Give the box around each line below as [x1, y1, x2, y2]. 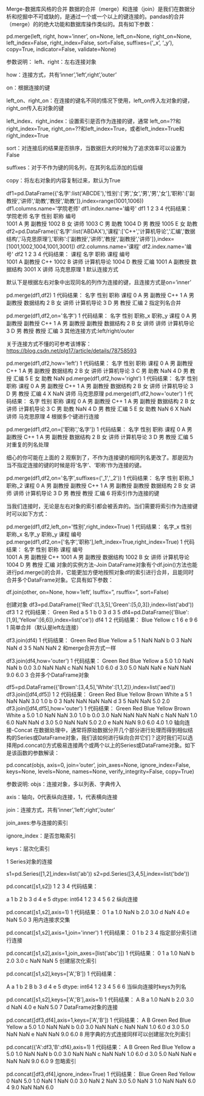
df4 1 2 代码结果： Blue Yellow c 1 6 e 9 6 [95, 616, 198, 623]
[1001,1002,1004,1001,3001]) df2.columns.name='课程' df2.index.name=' [6, 243, 186, 250]
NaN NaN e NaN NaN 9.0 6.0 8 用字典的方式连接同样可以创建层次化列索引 [6, 1030, 191, 1038]
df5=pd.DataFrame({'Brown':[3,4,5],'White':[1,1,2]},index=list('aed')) [6, 684, 175, 690]
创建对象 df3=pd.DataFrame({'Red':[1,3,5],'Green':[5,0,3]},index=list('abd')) [6, 601, 194, 608]
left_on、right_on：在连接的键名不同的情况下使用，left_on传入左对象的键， [6, 97, 193, 104]
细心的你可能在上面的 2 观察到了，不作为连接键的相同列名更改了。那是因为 [6, 454, 194, 461]
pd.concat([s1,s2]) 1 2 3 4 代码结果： [6, 883, 98, 890]
